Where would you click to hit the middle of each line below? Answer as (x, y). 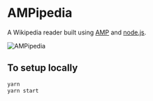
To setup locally (43, 68)
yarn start (23, 90)
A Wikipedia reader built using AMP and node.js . (77, 32)
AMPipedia (40, 13)
